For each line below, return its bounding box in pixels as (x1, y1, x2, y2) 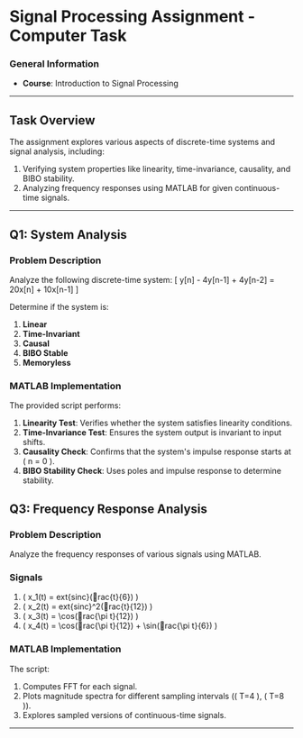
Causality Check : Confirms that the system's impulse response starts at (22, 446, 291, 457)
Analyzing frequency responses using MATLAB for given (22, 183, 233, 194)
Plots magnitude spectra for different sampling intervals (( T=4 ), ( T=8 (22, 690, 285, 701)
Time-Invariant (22, 328, 80, 339)
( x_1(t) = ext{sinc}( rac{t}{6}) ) (22, 592, 139, 603)
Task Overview (9, 113, 96, 128)
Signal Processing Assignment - (9, 6, 255, 27)
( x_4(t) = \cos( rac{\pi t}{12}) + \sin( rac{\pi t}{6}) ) (22, 620, 218, 632)
